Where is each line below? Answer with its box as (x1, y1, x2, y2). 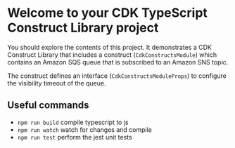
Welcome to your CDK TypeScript (7, 5, 208, 21)
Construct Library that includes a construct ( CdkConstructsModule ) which (7, 51, 217, 59)
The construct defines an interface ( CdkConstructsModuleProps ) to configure (7, 72, 227, 80)
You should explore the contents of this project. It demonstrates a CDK (7, 43, 212, 51)
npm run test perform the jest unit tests (17, 133, 132, 141)
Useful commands (7, 100, 89, 112)
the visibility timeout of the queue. (7, 79, 106, 87)
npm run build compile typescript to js (17, 118, 129, 126)
